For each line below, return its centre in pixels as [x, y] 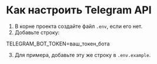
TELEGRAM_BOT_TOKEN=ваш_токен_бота [58, 44]
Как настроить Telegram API [79, 10]
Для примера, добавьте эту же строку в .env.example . [83, 55]
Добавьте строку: [37, 32]
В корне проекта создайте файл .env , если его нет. [78, 26]
